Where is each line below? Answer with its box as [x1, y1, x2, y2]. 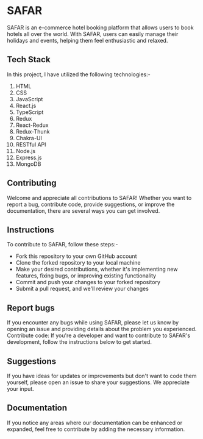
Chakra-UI [15, 134, 42, 141]
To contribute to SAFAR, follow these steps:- [7, 241, 118, 248]
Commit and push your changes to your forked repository [15, 279, 161, 286]
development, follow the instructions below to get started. [7, 338, 152, 346]
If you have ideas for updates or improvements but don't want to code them [7, 373, 197, 379]
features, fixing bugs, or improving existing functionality [15, 272, 157, 279]
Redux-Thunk [15, 127, 50, 135]
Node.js [15, 147, 36, 154]
